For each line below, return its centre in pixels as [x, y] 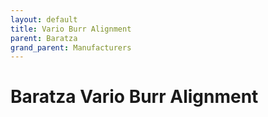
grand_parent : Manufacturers [71, 47]
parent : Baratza [44, 38]
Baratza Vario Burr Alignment [134, 97]
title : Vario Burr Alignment [71, 29]
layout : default [44, 19]
